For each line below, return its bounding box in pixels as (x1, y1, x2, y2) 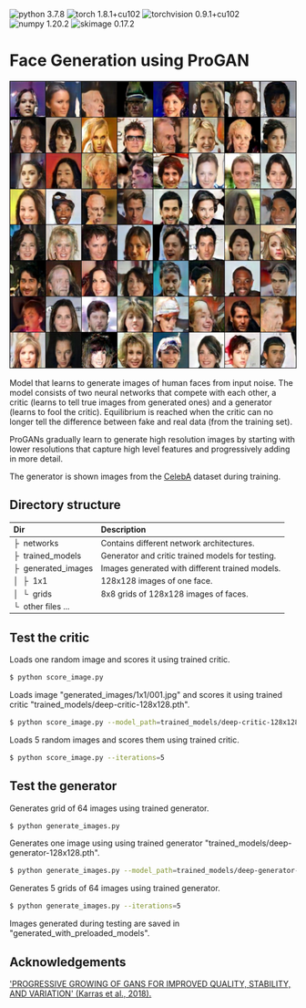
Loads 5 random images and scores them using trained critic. (9, 734, 240, 745)
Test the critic (9, 629, 90, 645)
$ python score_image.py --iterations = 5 (9, 753, 166, 762)
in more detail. (9, 452, 64, 464)
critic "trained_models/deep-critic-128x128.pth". (9, 699, 190, 710)
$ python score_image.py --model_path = (9, 717, 161, 727)
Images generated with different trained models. (100, 563, 281, 574)
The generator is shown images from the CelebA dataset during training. (9, 471, 281, 482)
